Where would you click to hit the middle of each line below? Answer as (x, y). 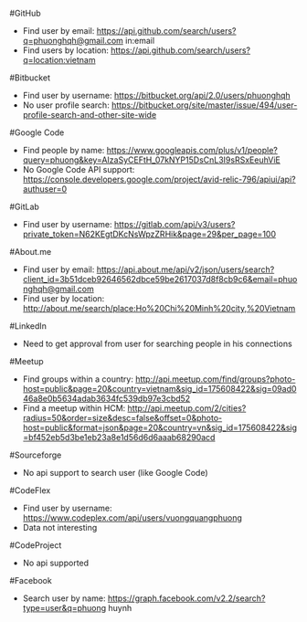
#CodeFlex (30, 490)
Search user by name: (64, 598)
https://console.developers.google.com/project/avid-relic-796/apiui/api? (159, 179)
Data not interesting (60, 527)
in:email (140, 41)
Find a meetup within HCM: (74, 408)
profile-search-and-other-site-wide (90, 115)
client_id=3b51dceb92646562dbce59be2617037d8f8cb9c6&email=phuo (160, 279)
